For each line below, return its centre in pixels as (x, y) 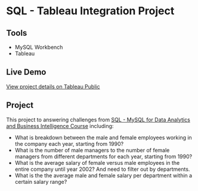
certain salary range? (41, 181)
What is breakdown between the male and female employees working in (103, 137)
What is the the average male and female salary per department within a (103, 175)
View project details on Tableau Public (53, 86)
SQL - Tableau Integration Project (90, 11)
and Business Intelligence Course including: (60, 126)
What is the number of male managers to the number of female (92, 150)
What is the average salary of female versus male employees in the (97, 162)
